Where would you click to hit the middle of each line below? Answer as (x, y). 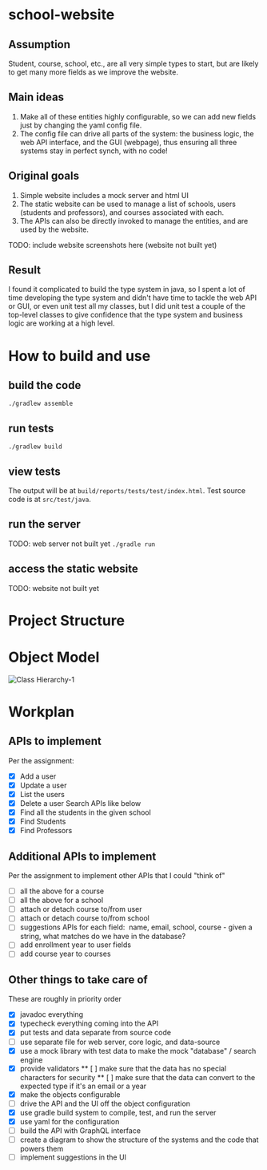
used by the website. (54, 229)
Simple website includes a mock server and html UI (104, 195)
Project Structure (67, 620)
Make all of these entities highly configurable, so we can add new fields (138, 116)
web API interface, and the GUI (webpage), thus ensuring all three (128, 142)
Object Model (54, 657)
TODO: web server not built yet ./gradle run (82, 544)
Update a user (43, 785)
